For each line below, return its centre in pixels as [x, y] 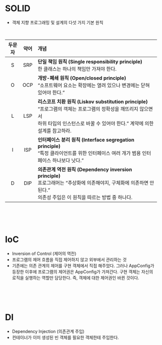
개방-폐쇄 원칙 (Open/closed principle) [82, 78]
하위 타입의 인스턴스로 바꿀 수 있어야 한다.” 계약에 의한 [96, 123]
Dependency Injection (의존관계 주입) [48, 331]
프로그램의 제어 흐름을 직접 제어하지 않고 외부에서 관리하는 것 [69, 259]
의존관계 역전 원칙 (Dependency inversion [85, 169]
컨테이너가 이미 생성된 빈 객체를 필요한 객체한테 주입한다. [65, 337]
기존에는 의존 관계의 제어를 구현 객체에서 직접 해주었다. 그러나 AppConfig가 [83, 266]
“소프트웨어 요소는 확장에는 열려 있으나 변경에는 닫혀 [94, 85]
